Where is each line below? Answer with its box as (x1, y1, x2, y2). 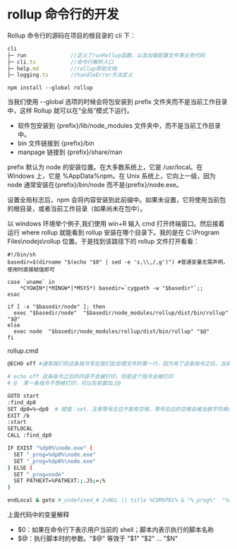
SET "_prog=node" (13, 471, 65, 478)
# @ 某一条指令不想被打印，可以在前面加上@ (7, 379, 121, 387)
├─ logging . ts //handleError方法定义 (7, 71, 133, 78)
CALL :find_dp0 (7, 432, 52, 439)
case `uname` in (7, 278, 55, 286)
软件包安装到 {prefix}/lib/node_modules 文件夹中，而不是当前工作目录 (17, 122, 221, 130)
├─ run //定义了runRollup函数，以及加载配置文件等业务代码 (7, 52, 205, 59)
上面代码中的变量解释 (7, 510, 69, 519)
